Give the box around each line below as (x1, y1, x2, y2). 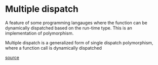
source (5, 54, 20, 60)
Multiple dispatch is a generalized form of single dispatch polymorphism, (5, 39, 154, 45)
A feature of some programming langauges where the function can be (5, 20, 148, 26)
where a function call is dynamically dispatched (5, 45, 102, 51)
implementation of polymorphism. (5, 30, 74, 36)
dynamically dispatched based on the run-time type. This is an (5, 25, 132, 31)
